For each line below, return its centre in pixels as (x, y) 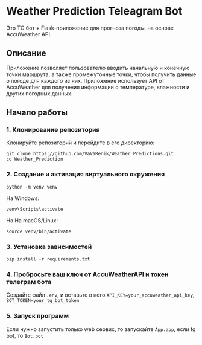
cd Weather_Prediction (35, 159)
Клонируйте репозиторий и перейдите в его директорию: (80, 143)
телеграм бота (29, 282)
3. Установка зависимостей (49, 247)
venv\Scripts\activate (35, 209)
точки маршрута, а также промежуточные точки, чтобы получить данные (101, 74)
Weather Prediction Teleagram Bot (94, 11)
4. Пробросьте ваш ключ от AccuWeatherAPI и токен (87, 274)
